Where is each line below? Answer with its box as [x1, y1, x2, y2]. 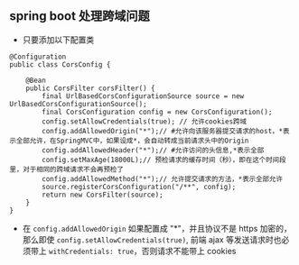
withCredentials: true [48, 247, 135, 256]
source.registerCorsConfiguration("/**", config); [42, 182, 237, 191]
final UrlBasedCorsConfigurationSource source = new [42, 91, 245, 101]
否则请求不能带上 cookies [141, 245, 237, 256]
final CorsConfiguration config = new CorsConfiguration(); [42, 107, 273, 116]
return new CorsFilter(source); [42, 190, 164, 199]
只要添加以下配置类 [22, 34, 95, 45]
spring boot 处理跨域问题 [9, 8, 151, 24]
